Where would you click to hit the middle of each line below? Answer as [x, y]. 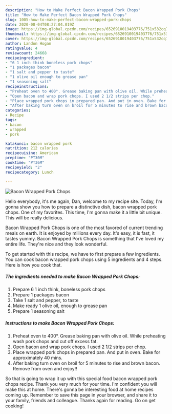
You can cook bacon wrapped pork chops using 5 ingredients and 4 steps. [84, 259]
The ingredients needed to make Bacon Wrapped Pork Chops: [72, 277]
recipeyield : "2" [24, 167]
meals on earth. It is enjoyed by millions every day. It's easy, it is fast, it [80, 233]
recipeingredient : [25, 58]
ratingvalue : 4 [21, 48]
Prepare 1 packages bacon [41, 295]
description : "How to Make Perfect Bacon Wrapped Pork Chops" [73, 10]
